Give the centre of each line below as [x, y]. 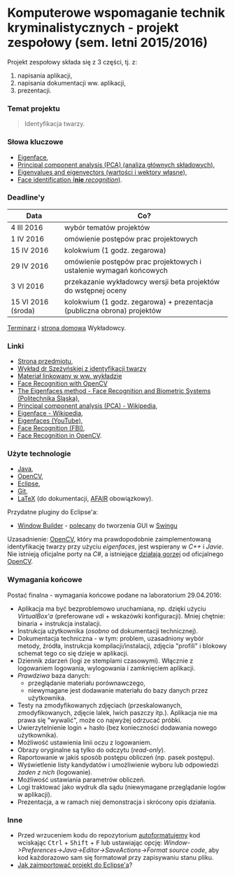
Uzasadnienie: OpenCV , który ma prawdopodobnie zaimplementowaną [109, 539]
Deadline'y [26, 197]
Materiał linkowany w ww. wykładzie [70, 376]
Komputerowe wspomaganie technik [116, 13]
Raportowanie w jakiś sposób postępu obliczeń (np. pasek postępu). [116, 757]
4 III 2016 [27, 227]
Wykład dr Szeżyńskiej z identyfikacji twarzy [82, 369]
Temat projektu [34, 108]
